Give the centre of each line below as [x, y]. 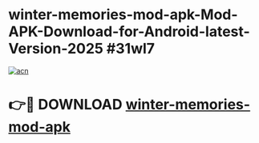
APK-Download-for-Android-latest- [129, 32]
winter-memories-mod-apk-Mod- [123, 15]
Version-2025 [56, 49]
